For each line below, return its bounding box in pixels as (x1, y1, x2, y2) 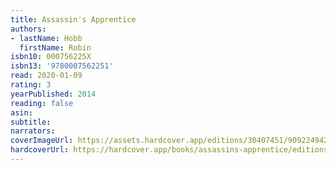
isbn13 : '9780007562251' (10, 61, 114, 71)
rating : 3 (10, 80, 52, 90)
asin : (10, 107, 33, 118)
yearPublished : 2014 (10, 89, 97, 99)
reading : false (10, 98, 74, 108)
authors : (10, 24, 47, 34)
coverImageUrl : (10, 136, 74, 146)
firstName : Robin (19, 42, 92, 53)
